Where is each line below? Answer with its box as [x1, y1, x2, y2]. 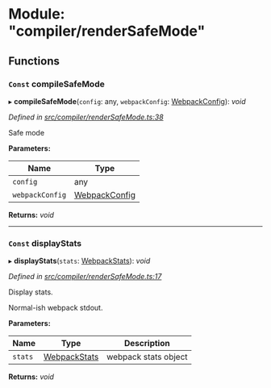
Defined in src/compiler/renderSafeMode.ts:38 [8, 112, 164, 122]
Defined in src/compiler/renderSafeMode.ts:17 [8, 272, 162, 282]
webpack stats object [106, 352, 188, 363]
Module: [8, 5, 65, 23]
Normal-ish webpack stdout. [8, 303, 103, 313]
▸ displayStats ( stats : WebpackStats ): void [8, 256, 151, 266]
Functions [8, 54, 60, 68]
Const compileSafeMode [8, 78, 105, 90]
